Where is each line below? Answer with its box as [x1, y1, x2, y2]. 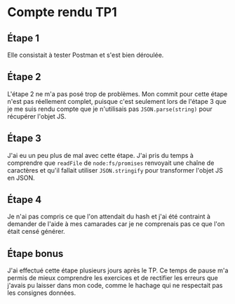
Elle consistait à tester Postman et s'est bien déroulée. [7, 51, 164, 59]
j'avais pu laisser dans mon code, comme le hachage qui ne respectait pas [7, 282, 223, 290]
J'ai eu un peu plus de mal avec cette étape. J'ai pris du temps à [7, 151, 194, 159]
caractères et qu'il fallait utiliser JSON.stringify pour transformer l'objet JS [7, 166, 223, 174]
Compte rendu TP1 [7, 4, 117, 20]
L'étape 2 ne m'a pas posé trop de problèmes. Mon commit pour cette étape [7, 89, 228, 98]
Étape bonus [7, 247, 64, 260]
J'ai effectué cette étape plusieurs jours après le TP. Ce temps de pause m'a [7, 266, 229, 275]
